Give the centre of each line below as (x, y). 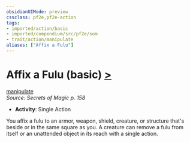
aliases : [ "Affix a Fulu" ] (40, 45)
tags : (13, 23)
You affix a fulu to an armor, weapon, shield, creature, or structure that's (95, 121)
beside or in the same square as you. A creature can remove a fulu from (95, 127)
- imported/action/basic (37, 28)
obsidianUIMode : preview (37, 12)
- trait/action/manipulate (40, 39)
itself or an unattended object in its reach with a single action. (82, 133)
